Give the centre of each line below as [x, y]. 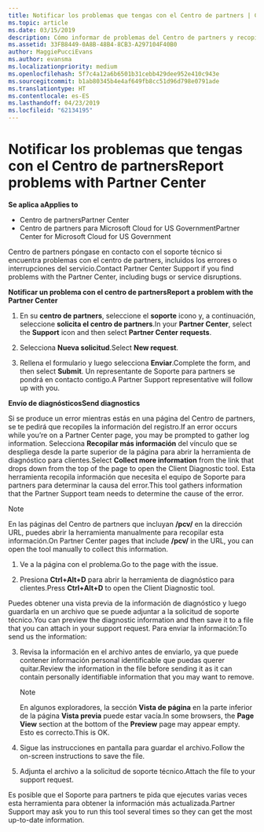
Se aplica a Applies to [43, 204]
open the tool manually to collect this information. [88, 549]
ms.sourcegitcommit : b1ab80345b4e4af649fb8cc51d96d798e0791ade [114, 81]
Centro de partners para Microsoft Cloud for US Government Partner [130, 228]
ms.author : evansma [40, 60]
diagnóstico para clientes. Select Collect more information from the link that [131, 460]
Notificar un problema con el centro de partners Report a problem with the [131, 292]
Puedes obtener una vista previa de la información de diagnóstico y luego [128, 603]
